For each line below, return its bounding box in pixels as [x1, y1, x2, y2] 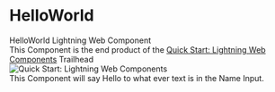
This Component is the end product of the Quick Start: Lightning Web [9, 44, 267, 54]
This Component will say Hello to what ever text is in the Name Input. [9, 72, 265, 83]
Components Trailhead [9, 54, 94, 64]
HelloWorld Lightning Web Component [9, 35, 151, 46]
